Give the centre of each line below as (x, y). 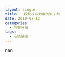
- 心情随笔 (19, 37)
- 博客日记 (19, 28)
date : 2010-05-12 (23, 18)
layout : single (20, 9)
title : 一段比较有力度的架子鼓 (32, 14)
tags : (10, 32)
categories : (17, 23)
